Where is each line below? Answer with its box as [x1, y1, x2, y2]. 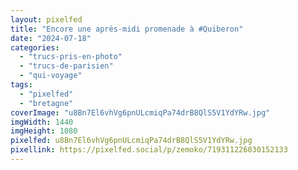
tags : [10, 80, 33, 90]
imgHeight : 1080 [10, 126, 78, 136]
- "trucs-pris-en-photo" [19, 52, 123, 62]
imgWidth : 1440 [10, 117, 74, 127]
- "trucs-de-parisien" [19, 61, 114, 71]
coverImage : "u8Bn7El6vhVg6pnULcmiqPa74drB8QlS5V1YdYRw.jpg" [10, 107, 271, 118]
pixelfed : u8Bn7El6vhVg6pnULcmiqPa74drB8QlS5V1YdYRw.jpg [10, 136, 253, 146]
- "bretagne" [19, 98, 74, 108]
